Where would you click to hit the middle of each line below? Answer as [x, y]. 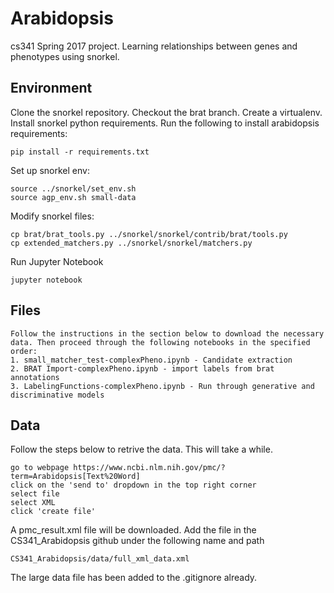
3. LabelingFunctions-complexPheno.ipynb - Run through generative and [162, 386]
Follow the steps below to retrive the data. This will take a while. [141, 449]
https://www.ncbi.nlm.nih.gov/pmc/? [149, 468]
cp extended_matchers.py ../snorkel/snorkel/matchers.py [131, 243]
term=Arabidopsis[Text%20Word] [75, 477]
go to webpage [40, 468]
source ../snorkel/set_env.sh [73, 188]
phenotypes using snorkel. [65, 56]
